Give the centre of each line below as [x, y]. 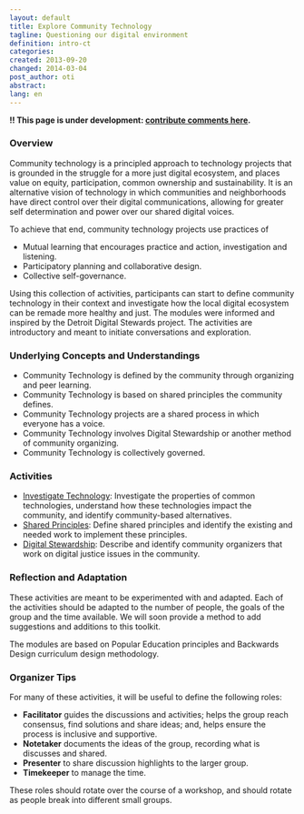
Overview [31, 144]
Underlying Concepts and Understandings [105, 356]
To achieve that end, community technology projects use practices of [139, 229]
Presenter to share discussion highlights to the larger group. [136, 763]
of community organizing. [71, 443]
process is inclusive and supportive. [90, 734]
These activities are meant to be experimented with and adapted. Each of [147, 598]
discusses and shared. [64, 753]
